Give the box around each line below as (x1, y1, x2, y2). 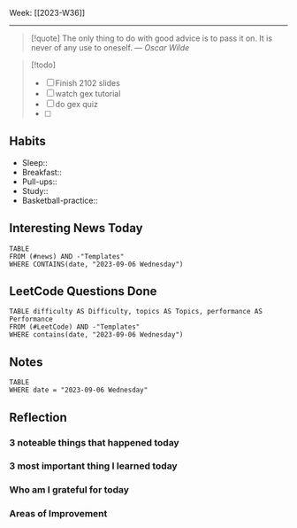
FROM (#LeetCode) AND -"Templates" (9, 322, 141, 331)
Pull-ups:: (21, 176, 57, 187)
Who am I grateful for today (9, 484, 130, 496)
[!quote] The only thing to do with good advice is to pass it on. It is (30, 33, 272, 43)
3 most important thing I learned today (9, 460, 179, 472)
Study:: (21, 185, 49, 196)
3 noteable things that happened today (9, 436, 179, 448)
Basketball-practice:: (21, 195, 99, 206)
